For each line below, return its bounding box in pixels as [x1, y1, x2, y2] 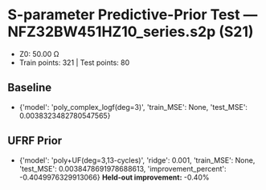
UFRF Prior [7, 134, 63, 148]
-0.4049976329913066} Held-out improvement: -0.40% [18, 172, 210, 182]
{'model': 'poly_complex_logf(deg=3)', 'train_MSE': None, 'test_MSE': [18, 102, 248, 111]
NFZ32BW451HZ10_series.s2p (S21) [7, 22, 254, 41]
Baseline [7, 81, 52, 95]
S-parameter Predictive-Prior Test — [7, 6, 258, 24]
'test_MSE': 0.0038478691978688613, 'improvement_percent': [18, 164, 227, 173]
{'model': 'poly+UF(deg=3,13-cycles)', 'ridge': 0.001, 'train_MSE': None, [18, 155, 256, 165]
